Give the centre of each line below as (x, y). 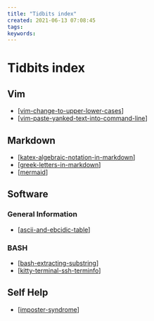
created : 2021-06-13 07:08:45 (52, 20)
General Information (43, 214)
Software (28, 194)
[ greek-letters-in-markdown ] (59, 165)
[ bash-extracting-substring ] (58, 263)
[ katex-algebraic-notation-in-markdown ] (76, 157)
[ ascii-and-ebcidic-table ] (54, 230)
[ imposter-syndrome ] (48, 309)
